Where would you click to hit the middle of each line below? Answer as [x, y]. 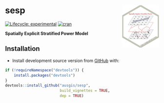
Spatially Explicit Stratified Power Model [47, 33]
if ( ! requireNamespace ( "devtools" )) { [44, 70]
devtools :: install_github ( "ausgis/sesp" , [48, 85]
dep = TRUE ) [72, 96]
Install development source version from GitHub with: [66, 61]
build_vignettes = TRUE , [85, 91]
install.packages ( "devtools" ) [45, 75]
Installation [22, 49]
